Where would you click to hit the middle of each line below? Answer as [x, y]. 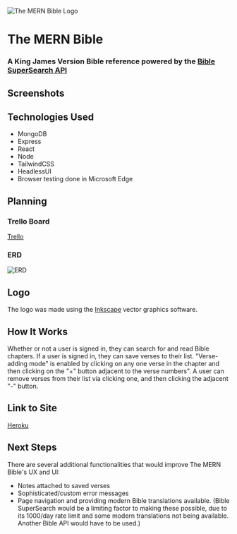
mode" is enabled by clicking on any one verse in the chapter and [124, 363]
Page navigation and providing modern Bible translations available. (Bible [124, 500]
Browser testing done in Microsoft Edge [75, 179]
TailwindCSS [36, 164]
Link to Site [32, 408]
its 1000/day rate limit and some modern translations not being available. [123, 516]
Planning [27, 201]
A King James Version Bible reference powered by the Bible [111, 61]
